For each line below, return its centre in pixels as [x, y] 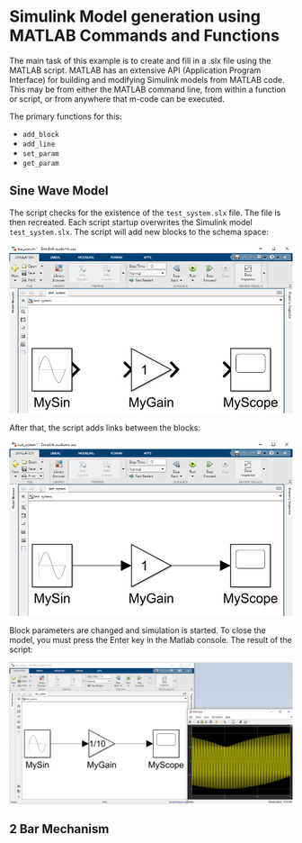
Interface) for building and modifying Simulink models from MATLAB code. [147, 79]
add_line [39, 144]
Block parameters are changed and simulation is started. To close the [138, 630]
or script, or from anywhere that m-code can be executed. [117, 99]
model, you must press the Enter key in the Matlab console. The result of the [151, 639]
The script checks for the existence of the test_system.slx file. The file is [145, 213]
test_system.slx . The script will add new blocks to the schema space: [139, 231]
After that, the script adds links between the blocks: [105, 428]
